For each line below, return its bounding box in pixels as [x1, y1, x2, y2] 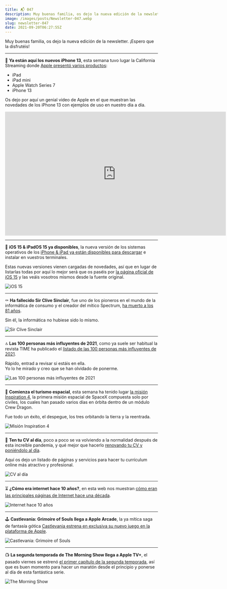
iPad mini [12, 77, 31, 83]
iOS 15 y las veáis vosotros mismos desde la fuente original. [5, 274, 125, 280]
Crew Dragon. [5, 404, 33, 410]
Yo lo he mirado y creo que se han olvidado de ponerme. [5, 366, 119, 371]
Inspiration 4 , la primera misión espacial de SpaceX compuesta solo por [5, 394, 149, 400]
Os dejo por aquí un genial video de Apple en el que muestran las [5, 97, 136, 103]
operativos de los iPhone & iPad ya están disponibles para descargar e [5, 249, 146, 255]
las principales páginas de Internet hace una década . [5, 493, 111, 498]
